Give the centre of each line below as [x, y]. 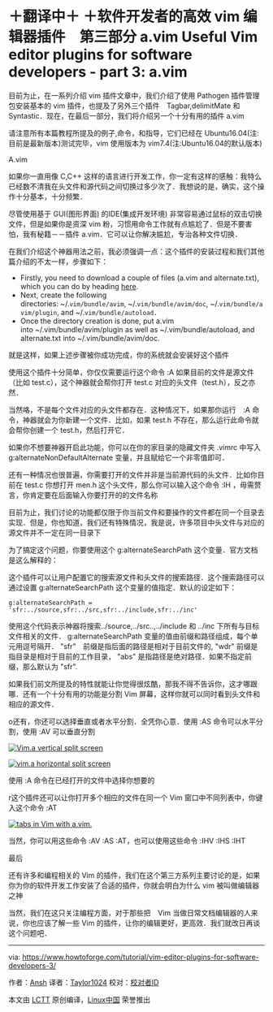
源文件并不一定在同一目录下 [55, 532]
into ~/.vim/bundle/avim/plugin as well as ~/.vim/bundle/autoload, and [137, 329]
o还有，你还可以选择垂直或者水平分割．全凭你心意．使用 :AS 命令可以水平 [132, 721]
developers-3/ [32, 965]
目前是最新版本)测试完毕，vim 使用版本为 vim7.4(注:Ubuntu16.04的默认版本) [135, 143]
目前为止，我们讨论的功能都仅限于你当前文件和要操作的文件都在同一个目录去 [136, 512]
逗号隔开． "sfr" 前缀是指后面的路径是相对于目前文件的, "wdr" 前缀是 [140, 646]
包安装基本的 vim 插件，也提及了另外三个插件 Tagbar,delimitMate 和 [124, 106]
